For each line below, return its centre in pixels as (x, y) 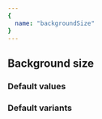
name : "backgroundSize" (55, 23)
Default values (37, 86)
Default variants (40, 108)
